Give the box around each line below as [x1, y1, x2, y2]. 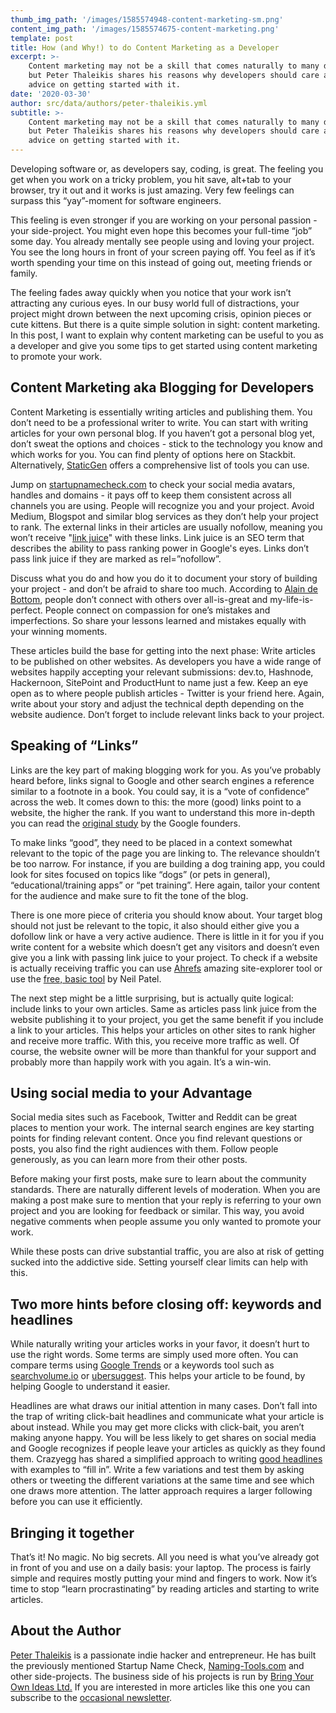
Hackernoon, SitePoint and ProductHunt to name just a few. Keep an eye [10, 676, 309, 688]
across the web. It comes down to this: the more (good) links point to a [10, 796, 302, 808]
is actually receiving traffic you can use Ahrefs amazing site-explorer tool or [10, 962, 323, 974]
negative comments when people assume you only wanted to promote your [10, 1216, 322, 1228]
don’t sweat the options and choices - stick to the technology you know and [10, 437, 323, 450]
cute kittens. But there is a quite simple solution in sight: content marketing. [10, 319, 321, 330]
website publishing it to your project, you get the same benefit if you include [10, 1013, 324, 1025]
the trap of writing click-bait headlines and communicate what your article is [10, 1411, 325, 1423]
